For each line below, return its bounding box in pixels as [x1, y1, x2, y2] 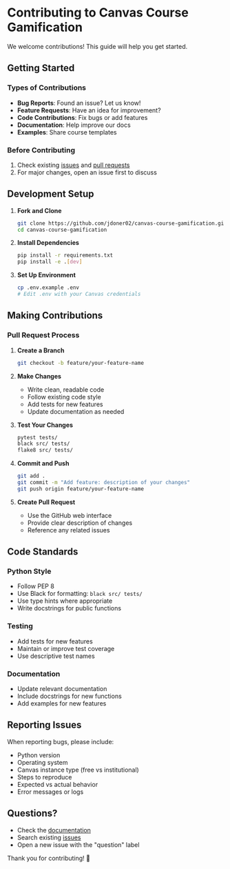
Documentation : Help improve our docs [17, 121, 131, 129]
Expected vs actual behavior [17, 780, 98, 788]
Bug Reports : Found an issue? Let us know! [17, 99, 141, 107]
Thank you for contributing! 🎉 [7, 854, 91, 862]
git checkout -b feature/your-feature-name [17, 359, 145, 366]
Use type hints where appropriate [17, 597, 113, 605]
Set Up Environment [17, 271, 76, 279]
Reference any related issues [27, 526, 110, 534]
